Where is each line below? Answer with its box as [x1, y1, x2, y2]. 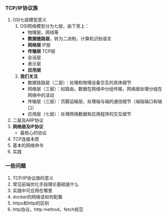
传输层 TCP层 [27, 48, 56, 54]
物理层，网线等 [27, 29, 59, 36]
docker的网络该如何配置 [12, 193, 63, 199]
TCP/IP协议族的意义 [12, 175, 54, 181]
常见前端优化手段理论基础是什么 [12, 181, 79, 187]
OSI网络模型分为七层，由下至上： [20, 23, 90, 29]
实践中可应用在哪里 [12, 187, 53, 193]
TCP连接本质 [12, 136, 39, 142]
